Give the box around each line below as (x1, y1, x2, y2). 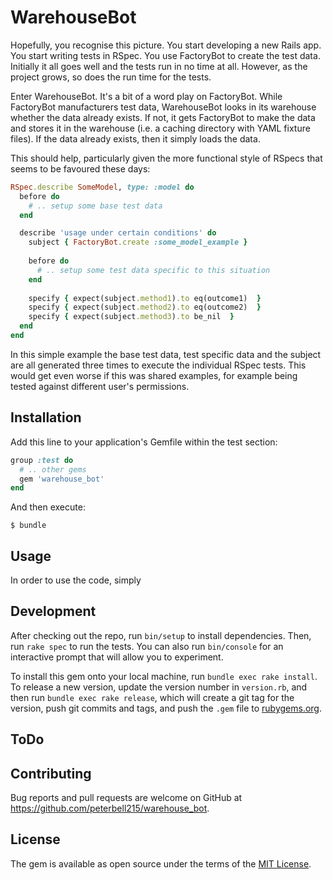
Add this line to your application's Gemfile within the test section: (10, 436, 278, 448)
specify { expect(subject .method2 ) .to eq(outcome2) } (28, 302, 262, 313)
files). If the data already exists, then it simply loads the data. (10, 132, 261, 145)
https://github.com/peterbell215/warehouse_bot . (10, 802, 210, 815)
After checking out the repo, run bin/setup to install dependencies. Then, (10, 629, 312, 641)
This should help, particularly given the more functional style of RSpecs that (10, 152, 323, 164)
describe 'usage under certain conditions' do (19, 228, 217, 238)
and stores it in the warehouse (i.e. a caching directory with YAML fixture (10, 122, 311, 134)
